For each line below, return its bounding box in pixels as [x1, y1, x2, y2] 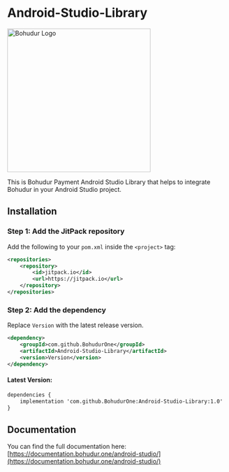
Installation [7, 205, 57, 218]
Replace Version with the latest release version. [7, 321, 145, 330]
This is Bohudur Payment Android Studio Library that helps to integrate [7, 177, 211, 186]
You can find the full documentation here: [7, 443, 127, 451]
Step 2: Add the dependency [7, 305, 107, 314]
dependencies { [7, 391, 52, 398]
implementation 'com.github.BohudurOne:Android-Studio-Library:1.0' [20, 398, 223, 405]
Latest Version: [7, 376, 52, 384]
